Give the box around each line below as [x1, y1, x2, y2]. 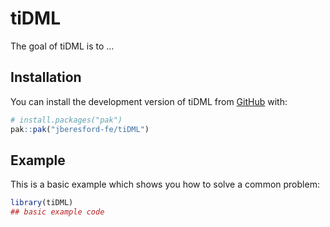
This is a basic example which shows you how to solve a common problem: [10, 178, 320, 191]
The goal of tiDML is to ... [10, 40, 115, 52]
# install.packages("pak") [10, 115, 123, 125]
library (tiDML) [10, 198, 74, 208]
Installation [10, 69, 82, 86]
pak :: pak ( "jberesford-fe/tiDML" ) [10, 124, 150, 134]
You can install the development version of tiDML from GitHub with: [10, 95, 288, 107]
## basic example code [10, 207, 105, 217]
